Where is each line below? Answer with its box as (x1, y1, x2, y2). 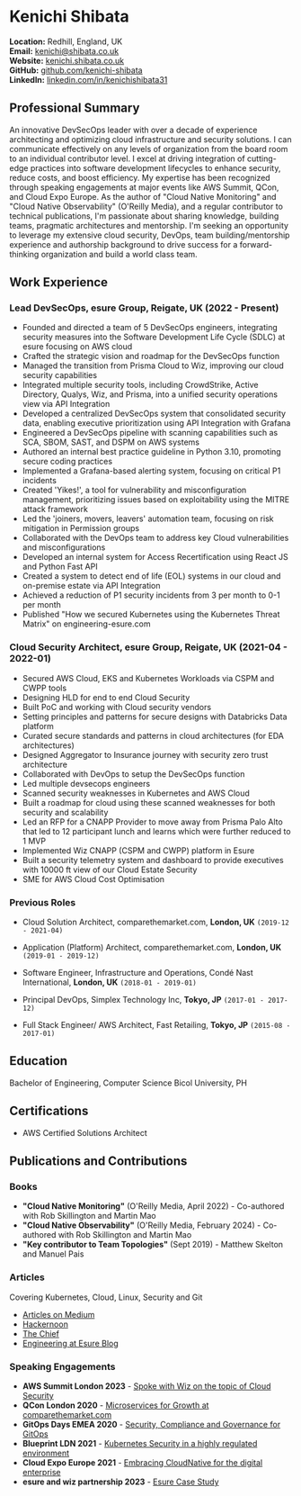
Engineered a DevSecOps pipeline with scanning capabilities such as (22, 428, 279, 438)
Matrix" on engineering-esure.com (22, 618, 151, 629)
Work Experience (9, 275, 109, 290)
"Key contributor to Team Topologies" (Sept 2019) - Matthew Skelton (22, 1239, 284, 1250)
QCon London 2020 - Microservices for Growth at (22, 1400, 209, 1410)
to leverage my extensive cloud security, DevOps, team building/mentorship (9, 230, 290, 240)
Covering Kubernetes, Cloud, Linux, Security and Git (9, 1292, 203, 1302)
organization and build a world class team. (40, 248, 198, 259)
